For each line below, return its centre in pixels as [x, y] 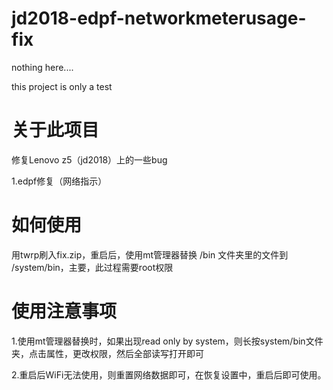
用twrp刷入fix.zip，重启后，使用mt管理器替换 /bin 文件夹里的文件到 [150, 254]
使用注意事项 [64, 311]
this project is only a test [62, 86]
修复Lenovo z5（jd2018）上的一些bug [89, 159]
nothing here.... [42, 67]
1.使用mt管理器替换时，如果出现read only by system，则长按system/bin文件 [167, 341]
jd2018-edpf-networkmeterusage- [159, 18]
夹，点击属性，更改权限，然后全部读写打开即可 [107, 353]
